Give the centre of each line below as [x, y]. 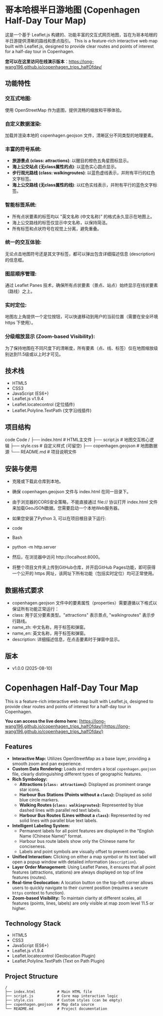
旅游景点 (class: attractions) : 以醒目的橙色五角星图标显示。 [72, 160]
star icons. [30, 789]
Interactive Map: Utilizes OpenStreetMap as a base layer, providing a [81, 758]
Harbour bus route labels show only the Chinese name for [77, 841]
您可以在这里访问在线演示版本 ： [37, 61]
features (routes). [30, 877]
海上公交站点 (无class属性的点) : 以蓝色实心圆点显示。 [65, 167]
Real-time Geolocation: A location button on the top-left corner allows [83, 882]
